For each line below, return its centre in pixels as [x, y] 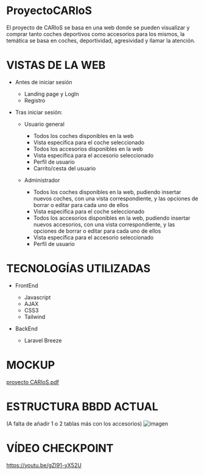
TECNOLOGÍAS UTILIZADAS [79, 269]
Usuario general [44, 124]
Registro [35, 100]
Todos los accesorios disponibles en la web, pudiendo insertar [112, 218]
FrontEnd [26, 285]
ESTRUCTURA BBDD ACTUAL [82, 406]
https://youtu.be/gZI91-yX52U [44, 465]
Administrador [42, 180]
